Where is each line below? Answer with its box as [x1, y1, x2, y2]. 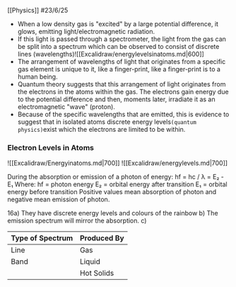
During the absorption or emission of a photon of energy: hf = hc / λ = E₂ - [7, 173, 225, 181]
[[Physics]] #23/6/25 [7, 6, 69, 14]
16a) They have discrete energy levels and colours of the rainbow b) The [7, 209, 218, 218]
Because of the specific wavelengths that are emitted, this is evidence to [17, 110, 230, 118]
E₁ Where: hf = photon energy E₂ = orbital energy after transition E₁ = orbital [7, 180, 228, 188]
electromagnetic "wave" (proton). [17, 103, 115, 111]
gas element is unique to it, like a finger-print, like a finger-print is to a [17, 65, 221, 73]
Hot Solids [80, 269, 114, 278]
